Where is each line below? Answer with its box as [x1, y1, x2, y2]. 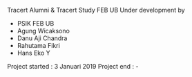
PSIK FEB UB [17, 19, 55, 27]
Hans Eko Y [17, 49, 50, 57]
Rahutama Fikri [17, 42, 60, 49]
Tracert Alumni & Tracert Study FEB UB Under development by [7, 6, 185, 14]
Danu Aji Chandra [17, 34, 68, 42]
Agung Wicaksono [17, 27, 70, 35]
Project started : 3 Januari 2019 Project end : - [7, 62, 139, 70]
